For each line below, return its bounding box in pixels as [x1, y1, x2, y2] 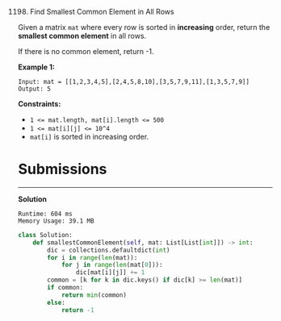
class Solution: [18, 231, 73, 239]
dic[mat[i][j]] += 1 [75, 269, 145, 277]
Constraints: [18, 99, 61, 108]
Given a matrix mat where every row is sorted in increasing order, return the [18, 23, 271, 31]
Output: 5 [18, 85, 52, 93]
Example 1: [18, 62, 56, 72]
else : [47, 298, 66, 306]
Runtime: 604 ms [18, 210, 73, 218]
